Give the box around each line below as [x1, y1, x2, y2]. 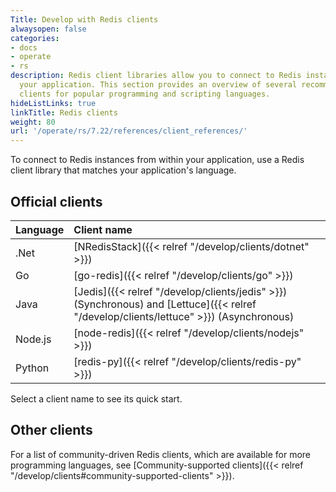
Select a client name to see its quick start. [10, 392, 183, 405]
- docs [10, 42, 38, 53]
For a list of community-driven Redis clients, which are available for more [10, 448, 311, 460]
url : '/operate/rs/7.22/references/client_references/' [10, 126, 248, 136]
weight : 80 [10, 117, 56, 127]
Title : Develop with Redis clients [10, 14, 159, 25]
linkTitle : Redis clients [10, 107, 118, 118]
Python [15, 361, 50, 375]
